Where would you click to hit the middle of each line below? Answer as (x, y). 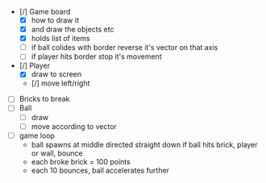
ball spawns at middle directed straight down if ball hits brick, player (145, 144)
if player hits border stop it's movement (96, 56)
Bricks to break (44, 99)
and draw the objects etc (73, 29)
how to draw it (55, 20)
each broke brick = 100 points (81, 161)
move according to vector (74, 126)
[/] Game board (45, 12)
